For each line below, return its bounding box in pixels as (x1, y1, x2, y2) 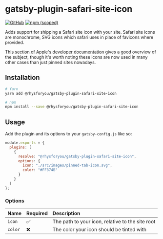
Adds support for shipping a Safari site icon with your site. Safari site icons (5, 29, 155, 35)
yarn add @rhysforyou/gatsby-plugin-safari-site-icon (5, 91, 117, 96)
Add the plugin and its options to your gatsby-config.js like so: (5, 131, 132, 137)
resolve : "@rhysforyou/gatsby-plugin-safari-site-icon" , (18, 154, 137, 159)
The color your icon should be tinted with (52, 226, 147, 233)
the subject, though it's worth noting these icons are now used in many (5, 54, 148, 60)
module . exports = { (5, 140, 45, 145)
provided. (5, 39, 24, 45)
